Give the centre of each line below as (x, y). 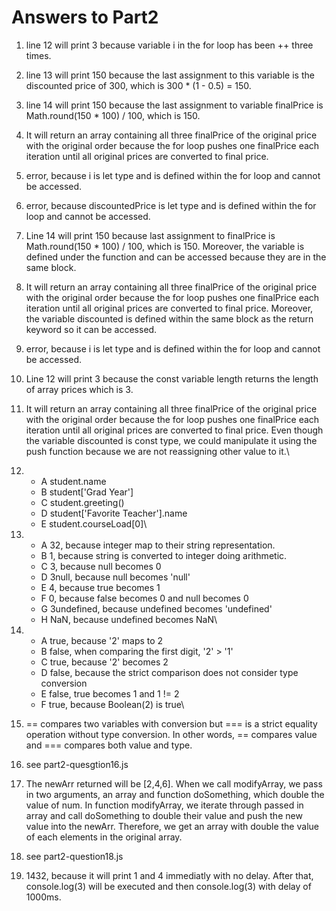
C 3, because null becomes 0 (101, 566)
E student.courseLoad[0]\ (94, 523)
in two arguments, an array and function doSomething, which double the (175, 794)
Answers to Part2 (85, 17)
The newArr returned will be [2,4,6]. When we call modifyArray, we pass (174, 783)
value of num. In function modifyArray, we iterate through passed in (164, 805)
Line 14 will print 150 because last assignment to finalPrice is (150, 235)
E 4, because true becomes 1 (100, 587)
